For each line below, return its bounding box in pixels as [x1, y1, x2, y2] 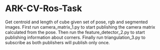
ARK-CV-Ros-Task [5, 3, 82, 14]
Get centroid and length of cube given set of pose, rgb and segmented [5, 19, 148, 25]
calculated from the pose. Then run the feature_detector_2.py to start [5, 29, 145, 35]
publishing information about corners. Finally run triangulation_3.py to [5, 34, 146, 40]
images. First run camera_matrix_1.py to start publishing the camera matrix [5, 24, 156, 30]
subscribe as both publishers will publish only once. [5, 39, 110, 45]
